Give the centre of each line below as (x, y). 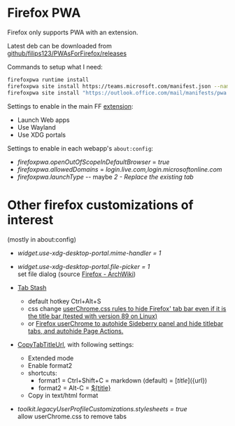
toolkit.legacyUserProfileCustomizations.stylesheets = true (102, 408)
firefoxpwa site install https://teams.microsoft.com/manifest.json (109, 86)
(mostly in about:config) (42, 239)
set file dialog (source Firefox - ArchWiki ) (77, 274)
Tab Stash (32, 287)
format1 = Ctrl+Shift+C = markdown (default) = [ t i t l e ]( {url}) (123, 380)
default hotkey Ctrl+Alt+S (64, 301)
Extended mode (51, 358)
